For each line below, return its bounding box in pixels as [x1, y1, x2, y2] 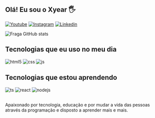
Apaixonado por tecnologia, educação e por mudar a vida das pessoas [5, 102, 150, 108]
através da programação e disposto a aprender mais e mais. [5, 107, 128, 113]
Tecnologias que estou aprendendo [5, 73, 118, 82]
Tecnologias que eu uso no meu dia [5, 45, 117, 54]
